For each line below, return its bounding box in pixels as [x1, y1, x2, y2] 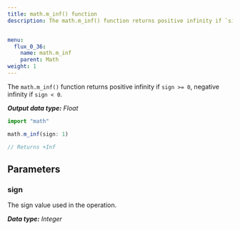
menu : [7, 36, 24, 44]
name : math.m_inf [20, 49, 72, 57]
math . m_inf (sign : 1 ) [7, 130, 69, 138]
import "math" [7, 117, 50, 125]
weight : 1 [7, 63, 37, 70]
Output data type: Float [7, 104, 79, 112]
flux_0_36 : [14, 43, 46, 50]
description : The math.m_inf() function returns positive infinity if [7, 17, 222, 24]
